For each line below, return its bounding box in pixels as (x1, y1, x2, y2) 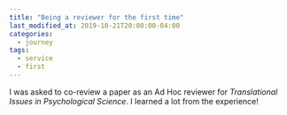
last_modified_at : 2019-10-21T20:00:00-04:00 (9, 21, 180, 30)
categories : (9, 29, 53, 38)
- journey (17, 37, 53, 47)
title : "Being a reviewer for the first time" (9, 12, 184, 22)
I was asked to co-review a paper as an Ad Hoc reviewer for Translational (9, 86, 278, 97)
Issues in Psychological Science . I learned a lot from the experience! (9, 96, 260, 106)
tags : (9, 46, 29, 55)
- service (17, 54, 53, 63)
